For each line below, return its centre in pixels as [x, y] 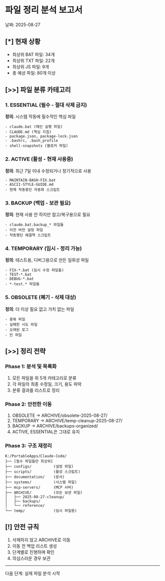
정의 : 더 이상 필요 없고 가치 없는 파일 [40, 309]
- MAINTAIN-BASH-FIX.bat [30, 180]
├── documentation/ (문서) [35, 477]
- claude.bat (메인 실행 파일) [34, 127]
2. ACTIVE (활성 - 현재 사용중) [39, 159]
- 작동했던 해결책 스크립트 [28, 235]
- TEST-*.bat [18, 275]
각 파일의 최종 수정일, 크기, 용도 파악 [47, 384]
